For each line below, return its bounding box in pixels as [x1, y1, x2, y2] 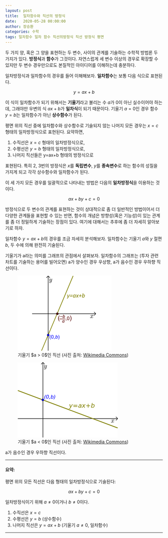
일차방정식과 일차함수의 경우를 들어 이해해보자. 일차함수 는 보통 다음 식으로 [5, 73, 149, 79]
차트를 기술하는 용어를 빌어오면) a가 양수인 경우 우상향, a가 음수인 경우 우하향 [5, 259, 156, 265]
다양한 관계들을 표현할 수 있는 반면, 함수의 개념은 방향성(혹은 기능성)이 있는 [5, 213, 151, 218]
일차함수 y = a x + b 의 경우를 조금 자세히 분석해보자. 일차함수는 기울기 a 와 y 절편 [5, 236, 162, 242]
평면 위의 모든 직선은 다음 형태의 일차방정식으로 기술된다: [5, 479, 116, 485]
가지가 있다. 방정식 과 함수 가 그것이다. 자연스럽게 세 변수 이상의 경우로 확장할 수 [5, 56, 158, 62]
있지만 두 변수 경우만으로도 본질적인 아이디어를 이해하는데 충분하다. [5, 62, 136, 68]
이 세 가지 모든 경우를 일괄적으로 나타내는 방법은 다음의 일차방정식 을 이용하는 [5, 180, 155, 186]
